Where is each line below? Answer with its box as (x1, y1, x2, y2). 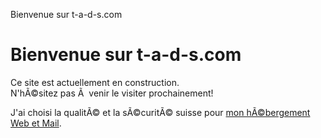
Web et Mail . (10, 117, 62, 129)
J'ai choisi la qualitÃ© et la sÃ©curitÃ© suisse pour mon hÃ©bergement (10, 106, 311, 118)
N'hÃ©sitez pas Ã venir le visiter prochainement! (10, 87, 214, 99)
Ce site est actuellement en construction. (10, 76, 180, 88)
